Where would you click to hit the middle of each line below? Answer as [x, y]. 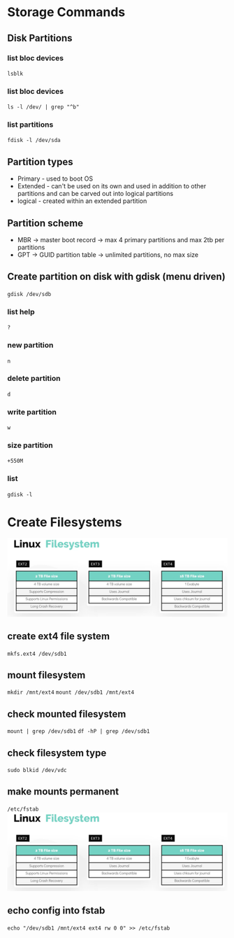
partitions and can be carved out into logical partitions [95, 194]
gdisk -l [20, 494]
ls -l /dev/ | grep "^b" [43, 107]
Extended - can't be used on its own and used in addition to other [112, 186]
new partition [30, 345]
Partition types [40, 162]
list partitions [30, 125]
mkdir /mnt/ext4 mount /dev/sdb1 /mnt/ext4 [71, 693]
